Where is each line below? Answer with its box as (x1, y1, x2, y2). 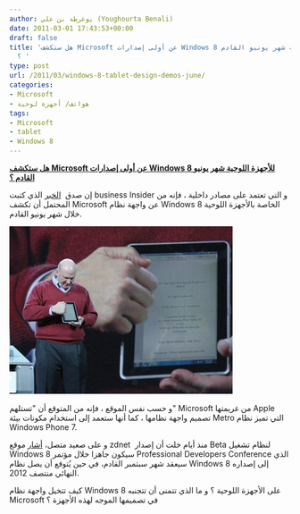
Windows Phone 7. (9, 422, 78, 433)
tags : (9, 108, 29, 118)
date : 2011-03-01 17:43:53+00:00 (9, 23, 134, 33)
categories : (9, 80, 54, 89)
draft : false (9, 33, 58, 42)
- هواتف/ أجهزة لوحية (9, 99, 90, 108)
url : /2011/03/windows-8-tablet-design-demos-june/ (9, 72, 205, 80)
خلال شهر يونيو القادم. (9, 208, 82, 219)
